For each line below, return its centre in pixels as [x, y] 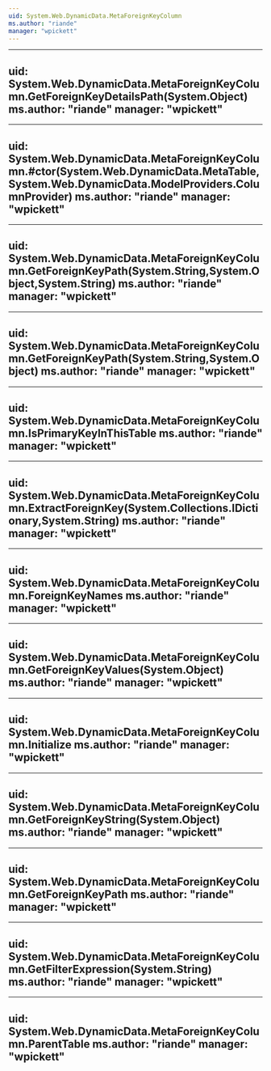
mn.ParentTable [49, 1044]
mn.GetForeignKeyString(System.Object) [114, 820]
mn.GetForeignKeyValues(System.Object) [116, 670]
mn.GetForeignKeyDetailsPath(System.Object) [128, 97]
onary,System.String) [64, 521]
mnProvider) [40, 196]
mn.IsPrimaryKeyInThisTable [83, 434]
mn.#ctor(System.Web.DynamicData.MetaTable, [134, 171]
